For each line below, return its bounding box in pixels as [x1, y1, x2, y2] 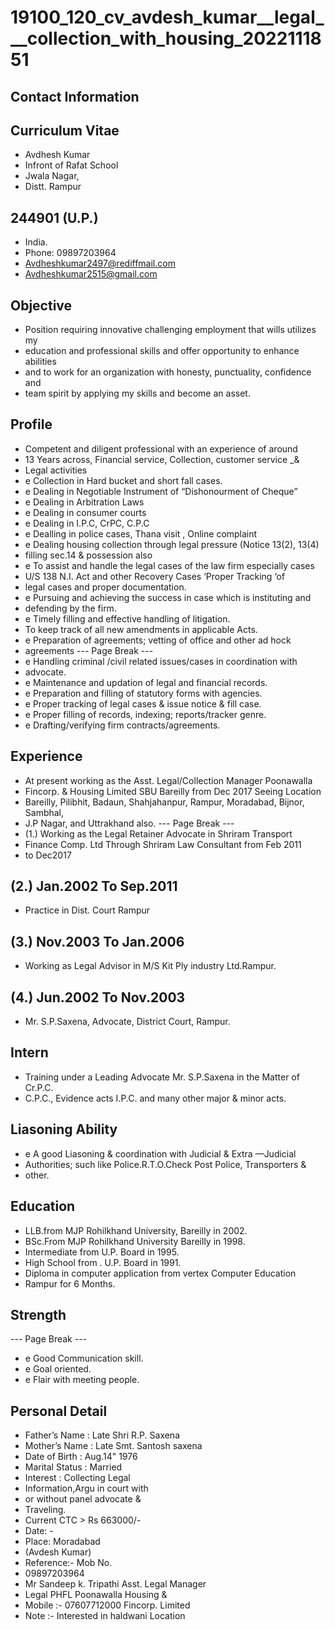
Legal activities [24, 464, 88, 476]
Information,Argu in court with [24, 1482, 149, 1495]
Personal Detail [10, 1402, 108, 1420]
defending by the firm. [24, 602, 117, 614]
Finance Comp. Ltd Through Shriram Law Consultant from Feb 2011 [24, 838, 302, 850]
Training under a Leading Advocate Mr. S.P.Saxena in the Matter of [24, 1071, 300, 1083]
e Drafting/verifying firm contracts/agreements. [24, 719, 221, 731]
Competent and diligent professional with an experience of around [24, 442, 298, 455]
